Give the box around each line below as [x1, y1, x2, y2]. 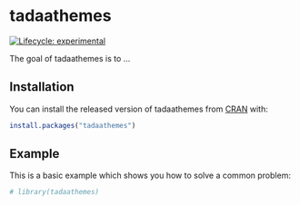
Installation [9, 79, 75, 95]
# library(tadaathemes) [9, 188, 100, 197]
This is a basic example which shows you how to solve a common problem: [9, 170, 291, 181]
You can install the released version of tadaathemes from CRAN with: [9, 103, 268, 114]
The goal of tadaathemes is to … [9, 53, 131, 63]
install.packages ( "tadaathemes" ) [9, 121, 136, 130]
